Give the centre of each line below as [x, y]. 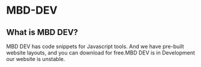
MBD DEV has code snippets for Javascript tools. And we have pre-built [95, 46]
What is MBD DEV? [42, 32]
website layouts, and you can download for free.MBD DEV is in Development [100, 53]
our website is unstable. [36, 59]
